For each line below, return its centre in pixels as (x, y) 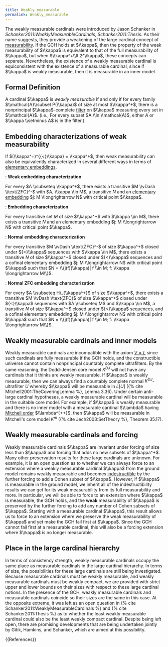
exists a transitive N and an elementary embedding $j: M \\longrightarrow (81, 222)
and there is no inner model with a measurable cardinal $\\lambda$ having (82, 408)
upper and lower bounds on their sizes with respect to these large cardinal (82, 587)
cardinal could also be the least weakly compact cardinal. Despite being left (83, 619)
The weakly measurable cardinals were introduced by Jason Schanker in (80, 29)
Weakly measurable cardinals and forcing (72, 435)
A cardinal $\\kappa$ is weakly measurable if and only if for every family (80, 99)
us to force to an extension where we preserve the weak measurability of (81, 516)
